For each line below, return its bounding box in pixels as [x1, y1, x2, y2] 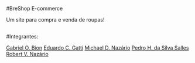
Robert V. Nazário [6, 51, 49, 58]
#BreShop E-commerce [6, 5, 63, 12]
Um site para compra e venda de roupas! [6, 16, 105, 23]
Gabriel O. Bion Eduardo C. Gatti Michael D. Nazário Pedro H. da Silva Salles [6, 44, 189, 51]
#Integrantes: [6, 33, 39, 40]
